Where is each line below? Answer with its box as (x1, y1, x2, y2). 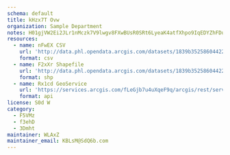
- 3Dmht (13, 125, 36, 132)
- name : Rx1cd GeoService (13, 80, 88, 87)
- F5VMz (13, 112, 36, 119)
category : (7, 106, 36, 112)
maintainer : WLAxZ (7, 131, 60, 138)
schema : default (7, 10, 53, 17)
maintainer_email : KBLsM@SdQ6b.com (7, 138, 109, 145)
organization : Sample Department (7, 23, 103, 29)
